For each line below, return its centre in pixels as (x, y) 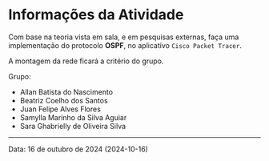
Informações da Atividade (96, 15)
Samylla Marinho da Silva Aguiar (73, 117)
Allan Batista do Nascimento (66, 92)
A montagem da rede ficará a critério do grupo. (86, 61)
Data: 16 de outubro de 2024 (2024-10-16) (78, 149)
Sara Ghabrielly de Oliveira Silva (73, 126)
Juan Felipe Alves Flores (60, 109)
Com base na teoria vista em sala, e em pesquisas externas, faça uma (124, 37)
